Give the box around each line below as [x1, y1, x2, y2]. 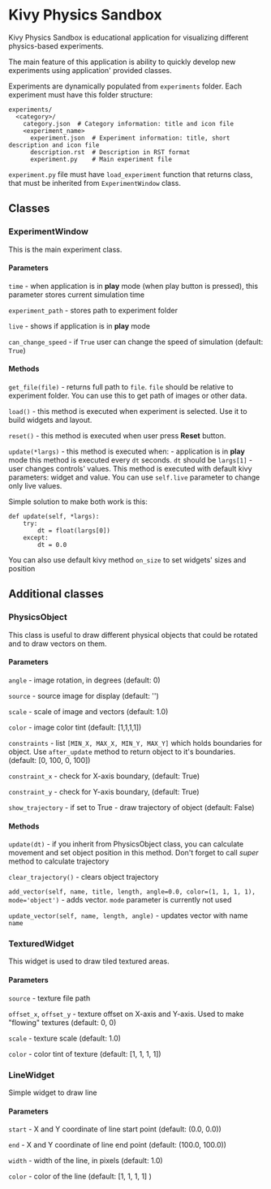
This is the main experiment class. [8, 244, 123, 254]
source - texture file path [8, 993, 91, 1003]
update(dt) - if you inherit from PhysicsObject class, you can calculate [8, 839, 244, 849]
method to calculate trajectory [8, 856, 110, 866]
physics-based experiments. [8, 41, 104, 50]
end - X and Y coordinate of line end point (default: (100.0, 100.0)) [8, 1140, 227, 1150]
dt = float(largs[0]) [37, 527, 111, 535]
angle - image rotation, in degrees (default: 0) [8, 675, 161, 685]
